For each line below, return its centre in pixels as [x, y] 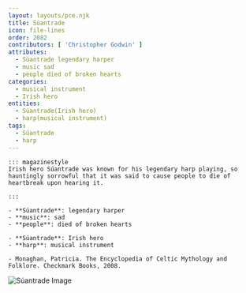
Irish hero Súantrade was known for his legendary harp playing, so [123, 169]
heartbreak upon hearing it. [56, 182]
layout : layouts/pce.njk [49, 15]
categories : [28, 81]
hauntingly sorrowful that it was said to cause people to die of [119, 176]
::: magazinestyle [38, 162]
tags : [17, 126]
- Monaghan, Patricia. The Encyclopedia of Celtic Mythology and [117, 259]
